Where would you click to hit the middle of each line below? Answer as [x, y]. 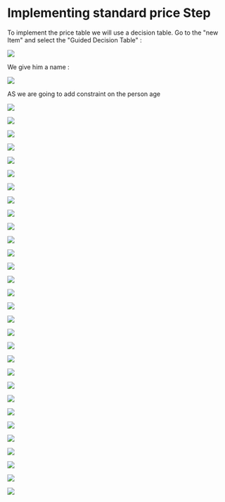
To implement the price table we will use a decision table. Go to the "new [113, 32]
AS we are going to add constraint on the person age [84, 94]
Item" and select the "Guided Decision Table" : [75, 40]
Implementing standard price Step [109, 13]
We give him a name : [39, 67]
